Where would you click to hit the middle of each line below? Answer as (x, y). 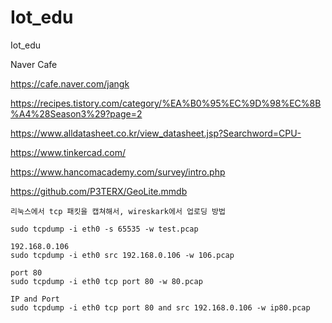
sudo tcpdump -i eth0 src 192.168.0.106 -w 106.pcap (122, 255)
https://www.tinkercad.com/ (68, 152)
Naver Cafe (34, 64)
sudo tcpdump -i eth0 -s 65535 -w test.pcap (104, 229)
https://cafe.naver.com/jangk (70, 83)
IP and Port (35, 299)
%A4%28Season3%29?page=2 (76, 113)
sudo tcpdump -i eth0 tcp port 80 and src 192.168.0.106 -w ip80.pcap (160, 307)
